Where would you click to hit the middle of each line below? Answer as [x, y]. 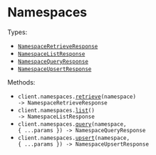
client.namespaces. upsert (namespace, [74, 138]
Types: [17, 32]
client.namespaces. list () [56, 110]
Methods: [21, 82]
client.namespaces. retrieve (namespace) [77, 97]
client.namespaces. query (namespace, [72, 124]
